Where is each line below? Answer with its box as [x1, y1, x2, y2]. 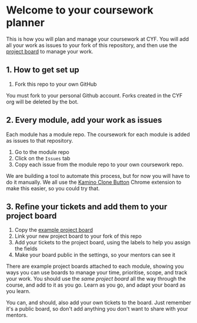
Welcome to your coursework [6, 4, 154, 17]
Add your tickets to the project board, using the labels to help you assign [14, 239, 191, 246]
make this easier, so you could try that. [6, 184, 100, 191]
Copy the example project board [14, 227, 93, 234]
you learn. [6, 288, 31, 295]
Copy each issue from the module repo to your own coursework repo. [14, 161, 184, 168]
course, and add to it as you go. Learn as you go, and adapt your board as [6, 281, 186, 288]
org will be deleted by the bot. [6, 98, 79, 105]
